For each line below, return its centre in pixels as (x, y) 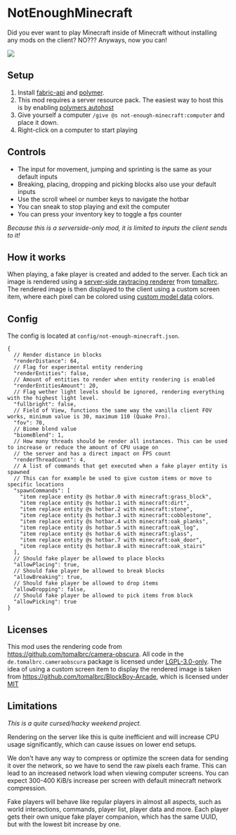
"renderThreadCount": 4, (50, 460)
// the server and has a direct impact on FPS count (92, 454)
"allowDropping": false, (50, 590)
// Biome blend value (45, 429)
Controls (27, 152)
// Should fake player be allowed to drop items (86, 583)
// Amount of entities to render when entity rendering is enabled (114, 380)
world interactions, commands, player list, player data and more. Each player (118, 809)
